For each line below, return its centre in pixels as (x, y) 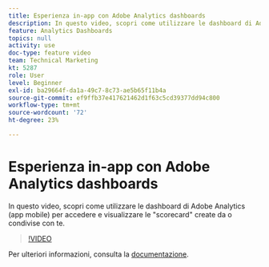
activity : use (32, 46)
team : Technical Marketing (53, 61)
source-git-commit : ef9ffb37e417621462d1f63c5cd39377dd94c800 (114, 98)
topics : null (30, 38)
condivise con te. (37, 223)
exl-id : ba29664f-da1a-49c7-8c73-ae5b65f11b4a (87, 90)
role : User (26, 75)
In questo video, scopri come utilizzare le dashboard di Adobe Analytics (127, 206)
